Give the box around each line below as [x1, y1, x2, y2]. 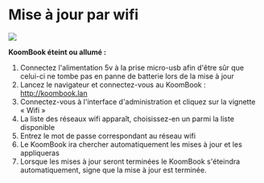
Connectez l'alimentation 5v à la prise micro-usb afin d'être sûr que [19, 63, 244, 72]
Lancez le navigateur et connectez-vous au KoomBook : [19, 79, 207, 89]
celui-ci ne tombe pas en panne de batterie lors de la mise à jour [19, 71, 235, 81]
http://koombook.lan [19, 88, 88, 98]
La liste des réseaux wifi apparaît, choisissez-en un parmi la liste [19, 114, 235, 124]
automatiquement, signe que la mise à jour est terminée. [19, 165, 207, 174]
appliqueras [19, 148, 60, 157]
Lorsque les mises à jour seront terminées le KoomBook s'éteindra [19, 157, 241, 166]
